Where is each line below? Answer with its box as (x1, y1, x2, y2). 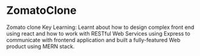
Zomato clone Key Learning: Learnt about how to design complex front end (6, 23, 195, 31)
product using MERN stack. (6, 43, 75, 50)
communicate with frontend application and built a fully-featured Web (6, 36, 181, 43)
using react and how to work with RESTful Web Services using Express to (6, 30, 190, 37)
